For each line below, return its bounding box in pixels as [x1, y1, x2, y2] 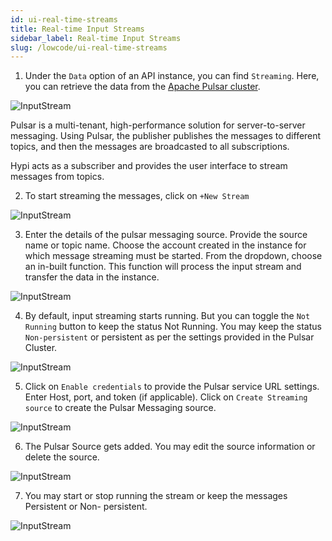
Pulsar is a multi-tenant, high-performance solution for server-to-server [10, 119, 306, 131]
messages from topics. [10, 171, 105, 183]
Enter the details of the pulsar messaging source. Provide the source [24, 229, 308, 241]
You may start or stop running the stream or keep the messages [24, 490, 288, 502]
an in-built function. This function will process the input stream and [24, 261, 302, 273]
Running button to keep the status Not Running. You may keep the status [24, 321, 322, 333]
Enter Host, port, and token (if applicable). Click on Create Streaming [24, 391, 308, 403]
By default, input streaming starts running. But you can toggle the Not [24, 310, 311, 322]
